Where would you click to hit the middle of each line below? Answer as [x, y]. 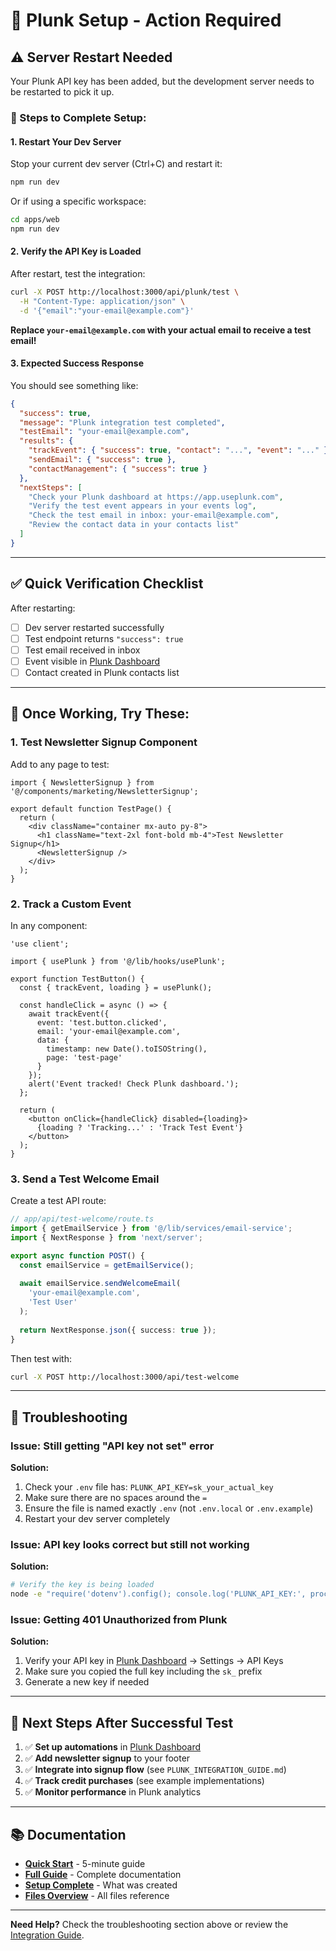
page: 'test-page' [84, 1057]
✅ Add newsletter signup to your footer [107, 1758]
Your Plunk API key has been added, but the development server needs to [162, 81]
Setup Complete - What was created [101, 1885]
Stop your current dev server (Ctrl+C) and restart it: [116, 164]
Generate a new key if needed [87, 1682]
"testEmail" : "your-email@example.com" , [104, 432]
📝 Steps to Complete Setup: [78, 117]
